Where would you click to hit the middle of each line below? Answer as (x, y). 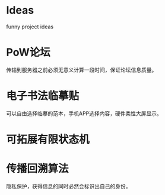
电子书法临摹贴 (43, 96)
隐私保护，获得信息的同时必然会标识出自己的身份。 (69, 186)
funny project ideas (30, 27)
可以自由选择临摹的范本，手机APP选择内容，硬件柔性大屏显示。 (84, 113)
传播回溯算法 (38, 169)
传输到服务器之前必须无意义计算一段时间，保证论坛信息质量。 (82, 70)
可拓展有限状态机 (48, 139)
